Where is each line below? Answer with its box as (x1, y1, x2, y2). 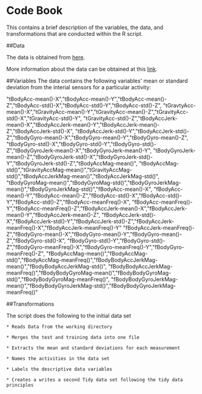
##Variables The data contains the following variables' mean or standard (6, 77, 188, 84)
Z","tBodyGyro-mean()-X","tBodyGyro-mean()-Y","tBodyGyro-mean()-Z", (6, 134, 189, 141)
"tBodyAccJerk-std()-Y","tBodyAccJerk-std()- (75, 127, 190, 135)
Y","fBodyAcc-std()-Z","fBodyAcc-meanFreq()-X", (6, 198, 131, 205)
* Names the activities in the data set (6, 355, 110, 361)
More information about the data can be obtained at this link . (6, 65, 158, 73)
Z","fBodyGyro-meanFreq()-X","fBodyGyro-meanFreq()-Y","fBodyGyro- (6, 243, 184, 250)
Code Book (6, 4, 62, 18)
